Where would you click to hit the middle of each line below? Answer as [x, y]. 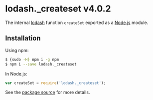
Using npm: [17, 50]
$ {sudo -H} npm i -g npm [32, 59]
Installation [23, 38]
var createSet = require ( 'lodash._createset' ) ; [56, 83]
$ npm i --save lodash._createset [41, 64]
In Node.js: [16, 73]
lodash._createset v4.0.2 [58, 9]
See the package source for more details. [48, 92]
